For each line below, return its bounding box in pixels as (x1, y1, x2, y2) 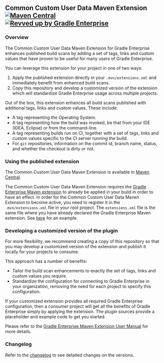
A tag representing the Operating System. (12, 114, 96, 120)
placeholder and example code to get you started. (5, 314, 106, 320)
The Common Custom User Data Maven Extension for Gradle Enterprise (5, 45, 150, 51)
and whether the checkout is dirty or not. (12, 146, 95, 152)
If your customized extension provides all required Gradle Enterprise (5, 298, 143, 304)
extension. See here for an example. (5, 215, 78, 221)
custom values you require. (12, 273, 68, 279)
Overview (5, 34, 29, 41)
